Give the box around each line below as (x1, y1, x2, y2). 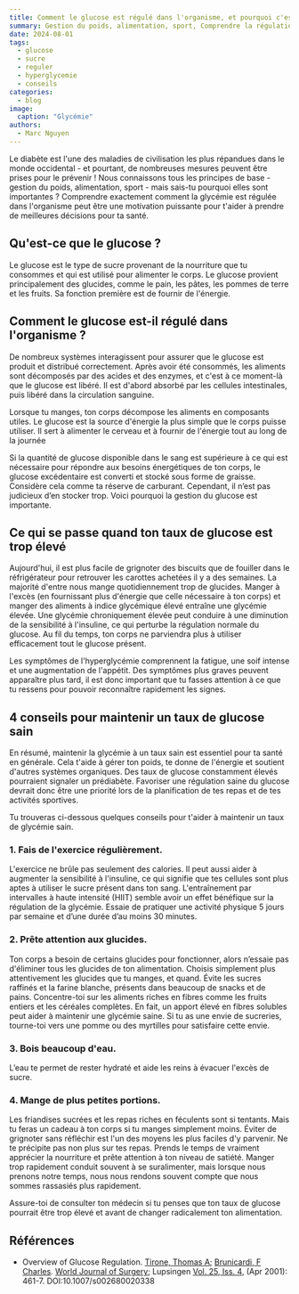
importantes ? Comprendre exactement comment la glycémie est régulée (9, 191, 278, 201)
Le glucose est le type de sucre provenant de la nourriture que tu (9, 259, 247, 270)
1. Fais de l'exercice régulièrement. (9, 843, 163, 856)
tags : (9, 37, 29, 47)
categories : (9, 87, 53, 96)
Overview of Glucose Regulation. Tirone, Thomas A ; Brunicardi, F (21, 1257, 262, 1267)
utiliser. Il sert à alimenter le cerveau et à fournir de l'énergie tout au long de (9, 425, 287, 436)
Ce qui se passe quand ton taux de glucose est (9, 525, 273, 540)
